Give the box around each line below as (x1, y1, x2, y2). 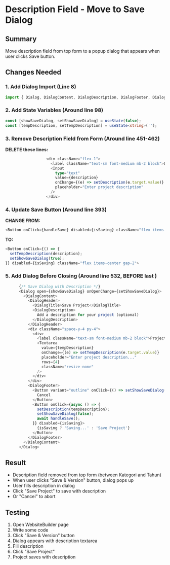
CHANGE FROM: (5, 218, 40, 224)
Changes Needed (5, 68, 62, 77)
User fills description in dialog (12, 483, 75, 489)
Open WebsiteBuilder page (12, 521, 69, 527)
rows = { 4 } (41, 359, 60, 365)
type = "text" (55, 170, 80, 175)
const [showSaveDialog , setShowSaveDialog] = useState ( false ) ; (5, 118, 142, 123)
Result (5, 458, 26, 467)
